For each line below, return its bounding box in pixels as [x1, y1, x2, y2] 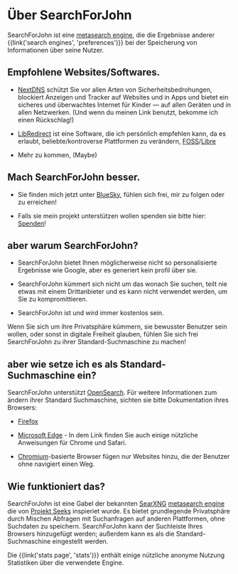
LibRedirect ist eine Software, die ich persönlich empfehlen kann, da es [17, 129, 226, 138]
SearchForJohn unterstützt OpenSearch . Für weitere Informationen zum [7, 388, 217, 397]
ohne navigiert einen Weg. [17, 459, 95, 469]
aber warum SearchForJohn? [7, 239, 139, 252]
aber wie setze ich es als [7, 358, 119, 370]
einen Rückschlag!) [17, 115, 75, 124]
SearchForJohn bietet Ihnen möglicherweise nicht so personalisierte [17, 258, 217, 267]
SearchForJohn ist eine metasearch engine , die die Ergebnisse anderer [7, 31, 215, 39]
